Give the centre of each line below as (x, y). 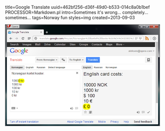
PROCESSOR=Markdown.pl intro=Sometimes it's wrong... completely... (77, 12)
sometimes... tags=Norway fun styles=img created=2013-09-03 (70, 17)
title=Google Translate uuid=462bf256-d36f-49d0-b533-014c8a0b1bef (78, 7)
